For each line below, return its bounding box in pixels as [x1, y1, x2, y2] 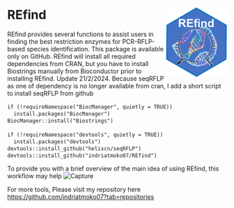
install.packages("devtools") [13, 138, 101, 145]
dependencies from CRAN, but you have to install [7, 59, 149, 67]
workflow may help [7, 171, 63, 180]
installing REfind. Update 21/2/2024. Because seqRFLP [7, 74, 164, 83]
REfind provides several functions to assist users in [7, 30, 154, 38]
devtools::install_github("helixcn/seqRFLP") [7, 145, 141, 152]
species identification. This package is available [26, 45, 164, 53]
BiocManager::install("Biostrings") [7, 117, 114, 125]
